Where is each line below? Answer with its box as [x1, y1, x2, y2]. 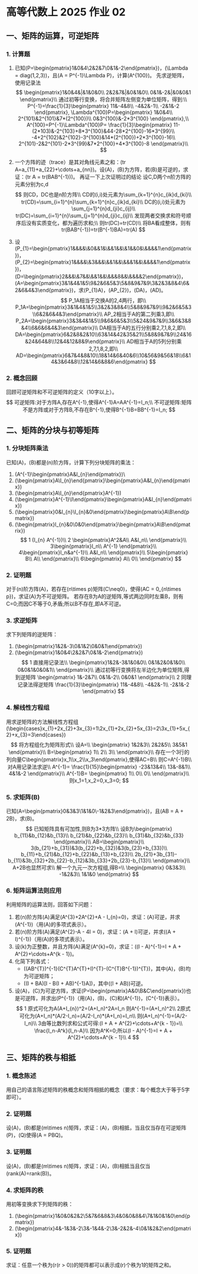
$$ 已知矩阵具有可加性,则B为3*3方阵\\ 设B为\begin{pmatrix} [25, 825, 173, 832]
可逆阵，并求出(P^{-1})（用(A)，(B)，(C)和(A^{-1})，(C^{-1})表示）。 [19, 995, 183, 1002]
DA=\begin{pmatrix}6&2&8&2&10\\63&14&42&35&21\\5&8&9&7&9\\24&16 [15, 331, 192, 338]
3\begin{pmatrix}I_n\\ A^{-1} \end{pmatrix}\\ [49, 543, 157, 550]
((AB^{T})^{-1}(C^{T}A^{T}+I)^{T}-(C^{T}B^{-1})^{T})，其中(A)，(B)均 [23, 965, 191, 972]
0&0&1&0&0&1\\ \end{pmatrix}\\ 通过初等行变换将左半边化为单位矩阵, [17, 667, 184, 674]
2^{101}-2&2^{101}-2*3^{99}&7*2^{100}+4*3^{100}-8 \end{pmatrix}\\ [18, 140, 189, 147]
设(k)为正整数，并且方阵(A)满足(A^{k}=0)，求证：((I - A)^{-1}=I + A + [14, 943, 181, 950]
